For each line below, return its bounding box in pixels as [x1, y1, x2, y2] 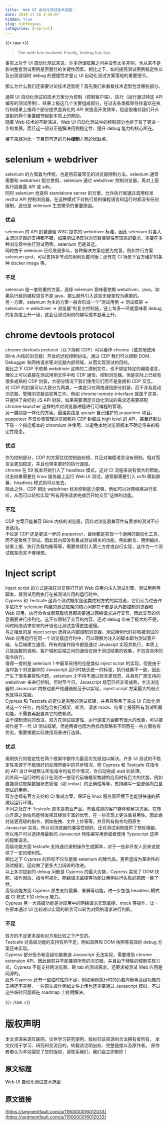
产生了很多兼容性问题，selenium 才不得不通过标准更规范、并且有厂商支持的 [5, 673, 161, 679]
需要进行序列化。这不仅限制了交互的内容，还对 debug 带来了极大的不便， [9, 616, 161, 622]
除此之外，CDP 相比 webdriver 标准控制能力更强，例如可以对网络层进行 [5, 486, 153, 492]
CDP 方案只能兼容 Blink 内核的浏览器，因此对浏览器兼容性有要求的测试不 [5, 518, 155, 524]
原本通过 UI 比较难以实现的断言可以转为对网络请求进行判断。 [9, 906, 135, 912]
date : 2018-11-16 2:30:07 [5, 12, 59, 17]
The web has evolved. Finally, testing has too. [17, 50, 111, 56]
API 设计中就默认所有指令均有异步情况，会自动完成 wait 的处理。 [10, 768, 144, 774]
